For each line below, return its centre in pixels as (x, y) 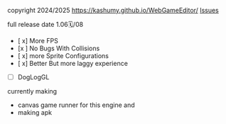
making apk (34, 113)
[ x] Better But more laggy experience (72, 63)
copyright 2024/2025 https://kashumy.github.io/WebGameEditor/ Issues (113, 10)
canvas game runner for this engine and (76, 105)
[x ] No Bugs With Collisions (59, 48)
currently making (32, 91)
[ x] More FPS (38, 41)
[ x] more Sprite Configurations (63, 56)
